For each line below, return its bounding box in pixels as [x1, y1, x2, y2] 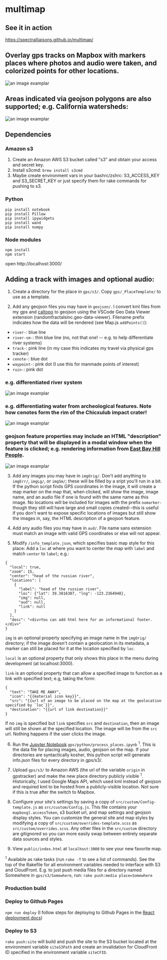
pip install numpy [5, 224, 43, 230]
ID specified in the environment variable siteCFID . [5, 949, 108, 955]
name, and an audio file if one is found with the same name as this [12, 494, 149, 500]
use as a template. [12, 294, 50, 300]
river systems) [12, 339, 42, 346]
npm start [5, 252, 26, 257]
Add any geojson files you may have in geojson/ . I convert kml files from [12, 303, 161, 309]
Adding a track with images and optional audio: [5, 275, 155, 284]
